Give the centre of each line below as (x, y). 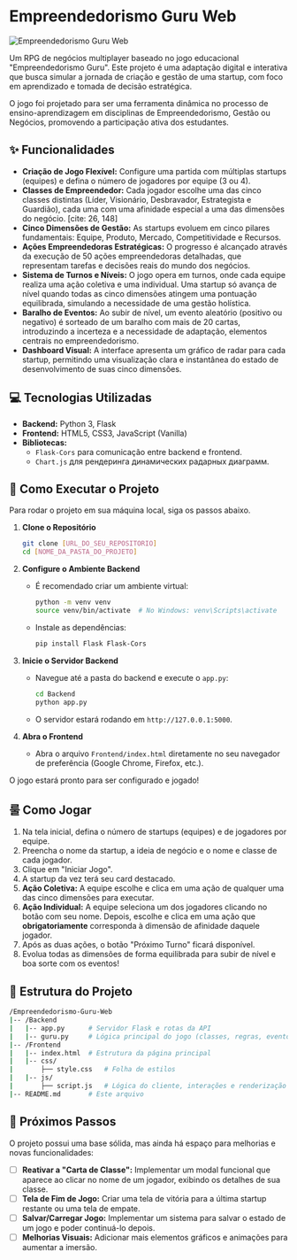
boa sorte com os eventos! (71, 963)
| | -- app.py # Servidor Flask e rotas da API (110, 1028)
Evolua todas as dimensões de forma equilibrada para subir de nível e (149, 955)
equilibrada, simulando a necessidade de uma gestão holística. (137, 303)
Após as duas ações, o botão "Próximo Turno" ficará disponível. (138, 945)
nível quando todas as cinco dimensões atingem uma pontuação (139, 293)
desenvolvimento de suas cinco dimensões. (102, 368)
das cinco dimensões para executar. (88, 898)
